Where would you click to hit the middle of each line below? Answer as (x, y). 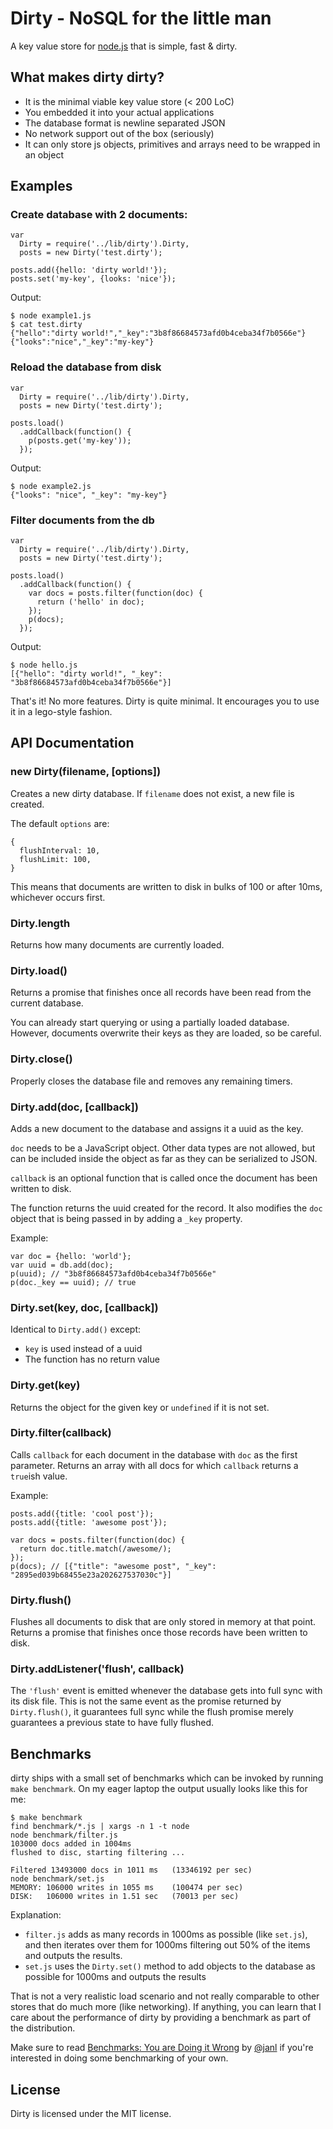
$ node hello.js (44, 665)
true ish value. (39, 1476)
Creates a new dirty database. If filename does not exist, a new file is (152, 793)
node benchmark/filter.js (64, 1835)
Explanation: (36, 1915)
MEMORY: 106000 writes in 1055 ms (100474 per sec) (127, 1888)
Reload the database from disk (86, 367)
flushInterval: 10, (60, 850)
